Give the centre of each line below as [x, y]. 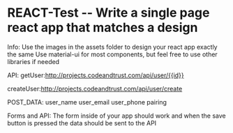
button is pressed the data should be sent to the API [82, 123]
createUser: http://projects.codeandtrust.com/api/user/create [95, 88]
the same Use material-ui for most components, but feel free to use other [112, 54]
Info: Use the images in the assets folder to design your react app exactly [112, 47]
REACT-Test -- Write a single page [108, 13]
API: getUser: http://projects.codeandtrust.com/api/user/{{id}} [96, 75]
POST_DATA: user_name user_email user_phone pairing [87, 102]
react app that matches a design [103, 28]
